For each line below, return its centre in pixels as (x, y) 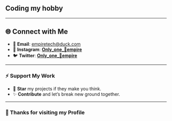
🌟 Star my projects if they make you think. (57, 88)
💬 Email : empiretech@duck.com (47, 44)
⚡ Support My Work (30, 76)
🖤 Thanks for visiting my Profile (45, 112)
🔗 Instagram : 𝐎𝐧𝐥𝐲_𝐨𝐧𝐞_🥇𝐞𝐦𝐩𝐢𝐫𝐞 (47, 49)
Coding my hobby (34, 8)
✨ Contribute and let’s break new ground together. (66, 94)
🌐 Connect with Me (37, 32)
